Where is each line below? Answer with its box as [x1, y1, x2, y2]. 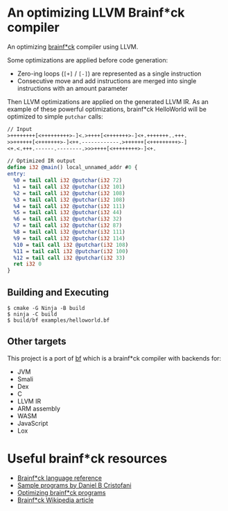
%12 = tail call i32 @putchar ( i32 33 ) [13, 254, 126, 261]
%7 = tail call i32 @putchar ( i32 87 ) [13, 222, 123, 229]
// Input [7, 125, 33, 132]
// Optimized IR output [7, 157, 76, 164]
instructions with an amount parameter [17, 84, 128, 92]
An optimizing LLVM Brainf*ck [7, 5, 185, 21]
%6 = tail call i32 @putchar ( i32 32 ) [13, 216, 123, 223]
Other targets [7, 336, 67, 347]
